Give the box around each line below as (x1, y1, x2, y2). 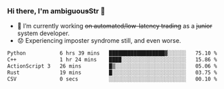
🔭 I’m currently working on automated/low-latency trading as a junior (17, 22, 212, 30)
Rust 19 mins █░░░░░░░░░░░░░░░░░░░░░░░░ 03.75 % (7, 69, 217, 76)
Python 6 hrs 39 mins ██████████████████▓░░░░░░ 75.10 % (7, 50, 217, 57)
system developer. (17, 29, 70, 37)
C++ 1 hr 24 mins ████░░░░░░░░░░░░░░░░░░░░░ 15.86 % (7, 57, 217, 63)
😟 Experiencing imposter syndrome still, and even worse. (17, 37, 181, 45)
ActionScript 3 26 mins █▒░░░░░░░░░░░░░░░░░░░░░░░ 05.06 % (7, 63, 217, 70)
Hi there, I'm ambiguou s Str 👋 (7, 6, 105, 16)
